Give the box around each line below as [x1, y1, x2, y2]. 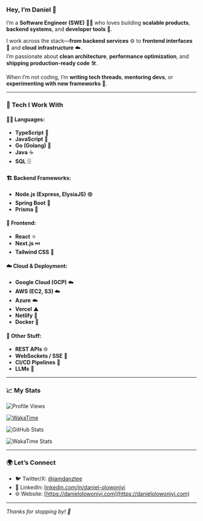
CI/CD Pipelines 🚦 [14, 359, 60, 366]
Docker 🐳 [14, 319, 39, 326]
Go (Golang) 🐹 [14, 142, 51, 149]
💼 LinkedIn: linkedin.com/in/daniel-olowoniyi [14, 484, 126, 491]
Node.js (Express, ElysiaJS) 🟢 [14, 190, 93, 198]
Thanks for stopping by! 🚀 [6, 508, 71, 515]
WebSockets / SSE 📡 [14, 352, 68, 360]
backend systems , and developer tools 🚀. [6, 25, 112, 33]
